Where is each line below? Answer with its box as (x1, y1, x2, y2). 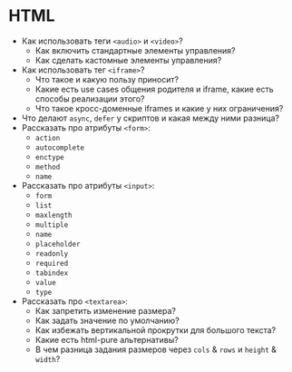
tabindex (34, 269, 69, 278)
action (34, 133, 61, 142)
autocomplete (34, 142, 85, 152)
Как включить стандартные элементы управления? (34, 44, 237, 55)
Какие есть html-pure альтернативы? (34, 334, 179, 345)
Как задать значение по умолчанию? (34, 315, 180, 326)
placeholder (34, 240, 81, 249)
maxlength (34, 210, 73, 220)
